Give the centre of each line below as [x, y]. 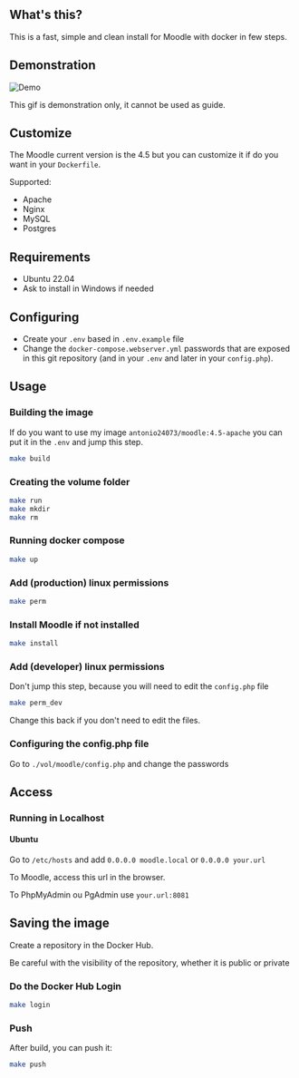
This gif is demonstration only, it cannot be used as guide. [118, 104]
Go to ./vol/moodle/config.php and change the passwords [119, 763]
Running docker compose [67, 540]
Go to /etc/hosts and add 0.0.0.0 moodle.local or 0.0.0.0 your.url [137, 859]
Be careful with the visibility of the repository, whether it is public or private [149, 962]
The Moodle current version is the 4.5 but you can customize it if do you [144, 155]
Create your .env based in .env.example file [103, 339]
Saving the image [60, 923]
